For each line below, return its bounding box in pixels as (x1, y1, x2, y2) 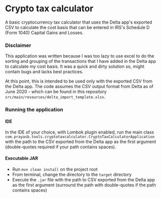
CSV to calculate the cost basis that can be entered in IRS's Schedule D (5, 24, 150, 30)
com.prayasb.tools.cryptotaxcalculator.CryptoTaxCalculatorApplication (5, 135, 155, 140)
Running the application (5, 106, 63, 113)
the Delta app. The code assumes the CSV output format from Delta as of (5, 84, 154, 89)
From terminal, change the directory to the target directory (12, 171, 132, 177)
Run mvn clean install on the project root (12, 166, 98, 172)
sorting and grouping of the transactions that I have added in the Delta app (5, 58, 156, 64)
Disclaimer (5, 42, 31, 49)
